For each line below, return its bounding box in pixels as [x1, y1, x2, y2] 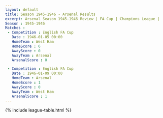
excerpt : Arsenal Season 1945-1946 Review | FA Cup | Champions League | [5, 16, 160, 21]
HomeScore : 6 [11, 44, 41, 49]
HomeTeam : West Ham [11, 39, 54, 44]
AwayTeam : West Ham [11, 89, 54, 94]
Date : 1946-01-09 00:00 [11, 71, 63, 76]
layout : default [5, 7, 38, 12]
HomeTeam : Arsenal [11, 76, 52, 81]
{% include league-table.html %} [5, 107, 72, 113]
